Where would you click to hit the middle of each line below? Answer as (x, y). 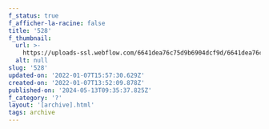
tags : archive (32, 113)
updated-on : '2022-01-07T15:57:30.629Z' (77, 75)
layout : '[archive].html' (51, 105)
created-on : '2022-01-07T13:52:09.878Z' (77, 83)
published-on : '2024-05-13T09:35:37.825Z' (80, 90)
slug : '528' (28, 68)
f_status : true (34, 16)
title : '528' (30, 30)
